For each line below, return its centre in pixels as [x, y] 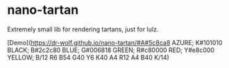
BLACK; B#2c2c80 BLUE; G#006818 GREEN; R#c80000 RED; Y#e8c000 [111, 50]
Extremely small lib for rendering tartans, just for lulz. [83, 29]
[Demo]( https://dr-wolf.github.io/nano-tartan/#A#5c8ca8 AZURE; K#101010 [115, 42]
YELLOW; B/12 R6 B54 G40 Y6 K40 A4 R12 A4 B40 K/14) [88, 57]
